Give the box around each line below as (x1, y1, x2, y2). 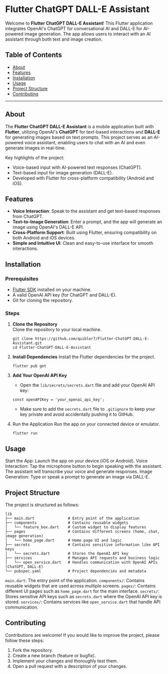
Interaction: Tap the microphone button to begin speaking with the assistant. (5, 463, 162, 469)
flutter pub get (12, 363, 46, 369)
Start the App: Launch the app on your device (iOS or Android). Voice (5, 458, 148, 464)
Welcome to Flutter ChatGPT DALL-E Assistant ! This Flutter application (5, 20, 153, 26)
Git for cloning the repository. (12, 298, 73, 304)
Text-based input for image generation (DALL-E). (12, 169, 113, 175)
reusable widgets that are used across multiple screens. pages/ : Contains (5, 583, 156, 589)
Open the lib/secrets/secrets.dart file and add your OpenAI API (19, 382, 155, 388)
